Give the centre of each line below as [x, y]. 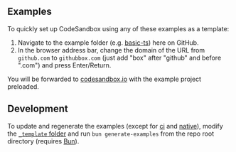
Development [38, 109]
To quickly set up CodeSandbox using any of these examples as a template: [118, 28]
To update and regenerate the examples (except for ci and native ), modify [116, 126]
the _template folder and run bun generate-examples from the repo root [111, 134]
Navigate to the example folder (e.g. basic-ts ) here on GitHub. [108, 43]
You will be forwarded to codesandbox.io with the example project [104, 79]
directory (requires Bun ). [43, 141]
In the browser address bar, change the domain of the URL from [111, 50]
